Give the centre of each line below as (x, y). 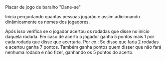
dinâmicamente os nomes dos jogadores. (48, 22)
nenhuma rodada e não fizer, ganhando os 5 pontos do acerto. (69, 52)
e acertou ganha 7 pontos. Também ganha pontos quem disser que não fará (83, 47)
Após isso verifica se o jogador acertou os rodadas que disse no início (77, 31)
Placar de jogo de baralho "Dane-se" (43, 7)
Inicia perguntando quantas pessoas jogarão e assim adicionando (73, 16)
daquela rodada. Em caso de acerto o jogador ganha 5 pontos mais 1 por (80, 37)
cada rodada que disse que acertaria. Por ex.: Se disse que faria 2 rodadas (82, 42)
